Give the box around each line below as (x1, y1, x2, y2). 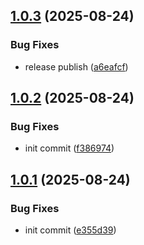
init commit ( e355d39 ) (24, 224, 117, 236)
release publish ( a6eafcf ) (24, 60, 129, 73)
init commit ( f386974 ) (24, 142, 115, 154)
